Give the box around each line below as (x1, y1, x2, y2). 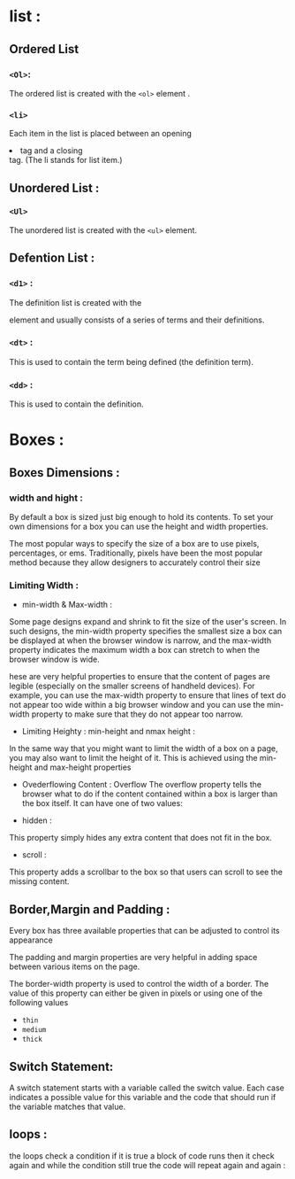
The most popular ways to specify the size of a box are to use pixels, (9, 539, 260, 549)
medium (21, 1026, 47, 1035)
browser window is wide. (9, 654, 100, 665)
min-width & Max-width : (21, 600, 113, 610)
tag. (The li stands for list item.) (9, 155, 123, 166)
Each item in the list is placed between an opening (9, 128, 193, 139)
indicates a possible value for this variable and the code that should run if (9, 1091, 276, 1102)
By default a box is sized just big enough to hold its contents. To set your (9, 512, 274, 523)
